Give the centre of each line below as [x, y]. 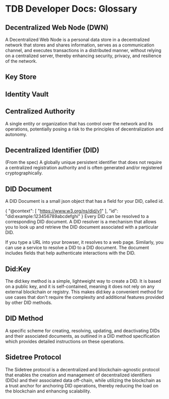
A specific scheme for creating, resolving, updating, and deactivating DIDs [82, 330]
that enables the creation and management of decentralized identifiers [78, 375]
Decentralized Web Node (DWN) [57, 28]
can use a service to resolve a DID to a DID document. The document [77, 248]
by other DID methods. [29, 303]
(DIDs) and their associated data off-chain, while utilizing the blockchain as [83, 380]
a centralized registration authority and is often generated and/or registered [84, 168]
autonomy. [16, 134]
